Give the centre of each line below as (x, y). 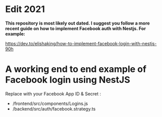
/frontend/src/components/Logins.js (50, 103)
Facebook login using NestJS (68, 80)
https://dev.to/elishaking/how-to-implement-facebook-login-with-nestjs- (81, 43)
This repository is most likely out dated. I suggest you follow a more (77, 23)
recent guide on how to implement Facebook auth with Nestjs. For (76, 28)
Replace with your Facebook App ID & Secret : (53, 93)
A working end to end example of (76, 69)
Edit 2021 (25, 9)
